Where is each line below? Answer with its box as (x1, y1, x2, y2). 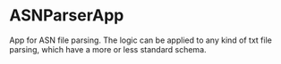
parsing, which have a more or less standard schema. (9, 44, 208, 54)
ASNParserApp (9, 5, 124, 26)
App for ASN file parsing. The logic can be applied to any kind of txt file (9, 35, 273, 45)
